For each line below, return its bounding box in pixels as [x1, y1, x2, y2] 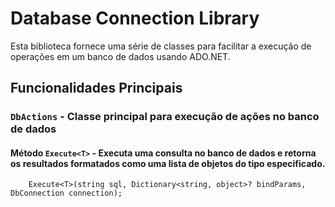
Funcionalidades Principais [10, 80, 183, 97]
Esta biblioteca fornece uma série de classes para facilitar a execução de [10, 40, 312, 52]
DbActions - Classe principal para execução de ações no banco [10, 110, 320, 124]
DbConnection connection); [10, 188, 123, 199]
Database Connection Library [10, 7, 260, 30]
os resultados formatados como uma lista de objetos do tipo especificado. [10, 157, 326, 169]
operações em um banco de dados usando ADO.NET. [10, 50, 231, 62]
